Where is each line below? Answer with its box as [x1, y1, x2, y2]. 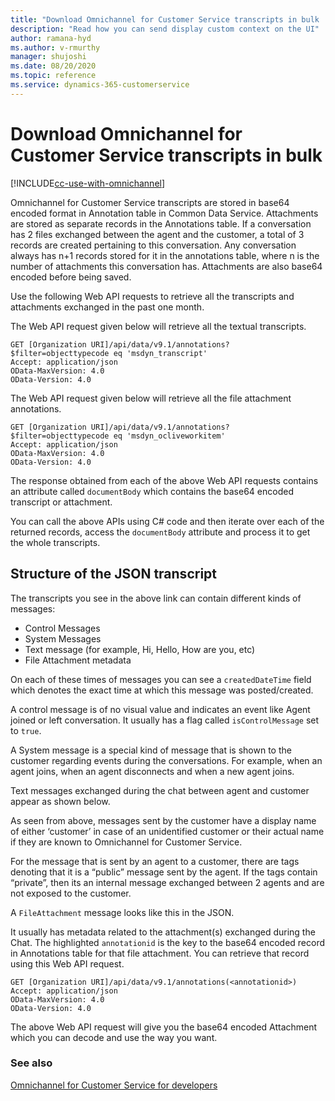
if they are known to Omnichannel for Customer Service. [10, 836, 243, 848]
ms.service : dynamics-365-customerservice [10, 80, 190, 90]
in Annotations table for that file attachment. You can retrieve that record [10, 947, 310, 959]
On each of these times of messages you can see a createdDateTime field [10, 673, 312, 685]
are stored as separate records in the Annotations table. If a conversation [10, 217, 312, 230]
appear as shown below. [10, 795, 111, 807]
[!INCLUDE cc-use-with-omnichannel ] [10, 177, 166, 189]
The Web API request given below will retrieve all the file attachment [10, 392, 292, 404]
